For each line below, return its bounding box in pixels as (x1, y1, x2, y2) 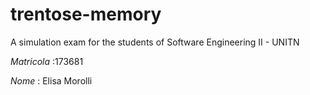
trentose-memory (10, 3, 162, 26)
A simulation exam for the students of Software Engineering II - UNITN (10, 36, 300, 48)
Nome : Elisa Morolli (10, 74, 93, 87)
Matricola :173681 (10, 55, 84, 67)
